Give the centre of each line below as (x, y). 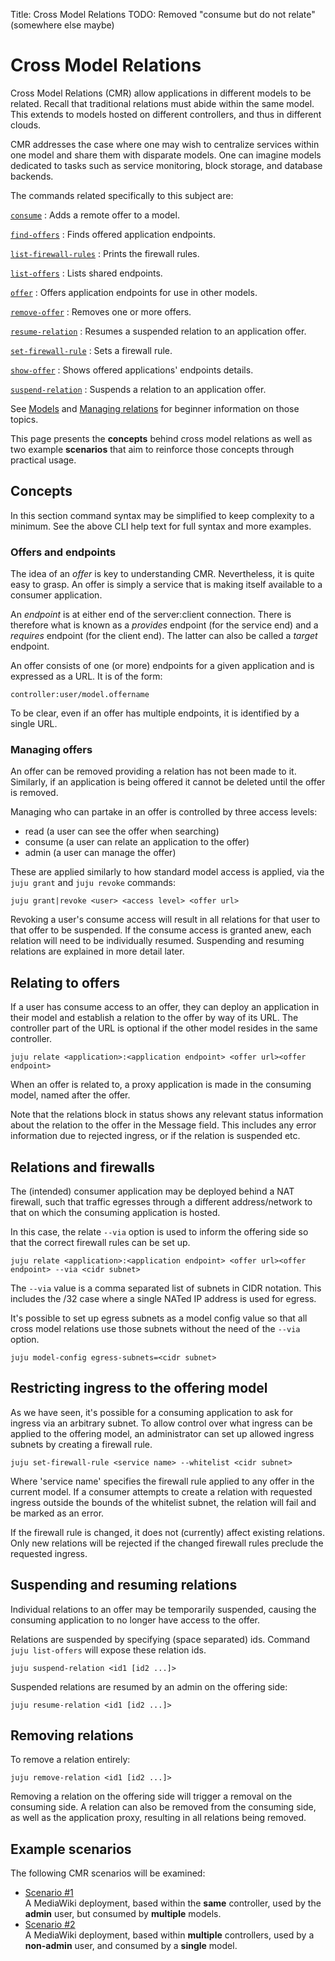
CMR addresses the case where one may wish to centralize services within (165, 144)
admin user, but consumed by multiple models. (123, 1914)
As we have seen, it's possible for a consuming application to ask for (151, 1412)
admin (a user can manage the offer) (100, 853)
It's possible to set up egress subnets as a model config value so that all (159, 1318)
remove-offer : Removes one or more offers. (101, 311)
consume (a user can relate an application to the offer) (137, 842)
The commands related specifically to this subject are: (122, 195)
